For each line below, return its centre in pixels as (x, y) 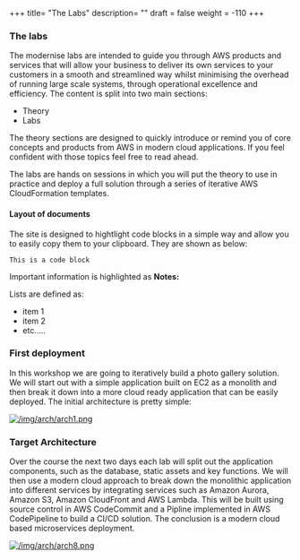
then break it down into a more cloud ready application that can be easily (144, 392)
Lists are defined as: (47, 294)
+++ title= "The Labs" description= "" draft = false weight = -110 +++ (137, 13)
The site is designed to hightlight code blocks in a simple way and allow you (149, 234)
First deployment (47, 353)
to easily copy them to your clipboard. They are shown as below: (129, 243)
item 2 (34, 321)
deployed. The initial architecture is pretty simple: (100, 401)
